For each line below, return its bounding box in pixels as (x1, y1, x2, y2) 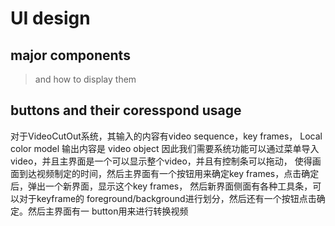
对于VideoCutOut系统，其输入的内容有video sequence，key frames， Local (10, 130, 323, 142)
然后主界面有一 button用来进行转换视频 (27, 205, 189, 217)
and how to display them (34, 73, 137, 85)
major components (10, 47, 131, 64)
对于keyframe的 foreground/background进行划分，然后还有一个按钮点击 (18, 192, 317, 204)
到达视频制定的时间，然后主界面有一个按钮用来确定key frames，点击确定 (18, 167, 320, 179)
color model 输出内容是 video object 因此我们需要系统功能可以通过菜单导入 (10, 142, 320, 154)
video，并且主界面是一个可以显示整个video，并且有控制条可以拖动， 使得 (10, 155, 313, 167)
